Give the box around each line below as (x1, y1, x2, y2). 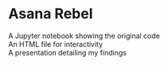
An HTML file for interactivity (8, 39, 104, 48)
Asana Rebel (8, 5, 93, 23)
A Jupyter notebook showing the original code (8, 31, 161, 40)
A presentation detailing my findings (8, 48, 127, 57)
